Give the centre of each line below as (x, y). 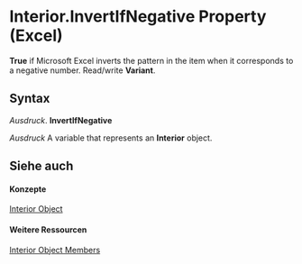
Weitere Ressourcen (48, 229)
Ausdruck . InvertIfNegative (61, 120)
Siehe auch (41, 166)
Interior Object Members (55, 250)
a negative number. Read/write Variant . (82, 70)
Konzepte (28, 189)
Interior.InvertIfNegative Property (138, 17)
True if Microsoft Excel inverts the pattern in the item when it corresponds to (151, 60)
